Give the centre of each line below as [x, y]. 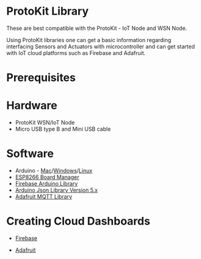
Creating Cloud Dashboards [79, 221]
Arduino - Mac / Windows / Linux [54, 170]
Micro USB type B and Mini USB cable [63, 129]
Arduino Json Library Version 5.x [56, 190]
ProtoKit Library [48, 11]
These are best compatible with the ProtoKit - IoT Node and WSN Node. [97, 28]
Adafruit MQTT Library [43, 196]
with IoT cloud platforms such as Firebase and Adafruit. [76, 53]
